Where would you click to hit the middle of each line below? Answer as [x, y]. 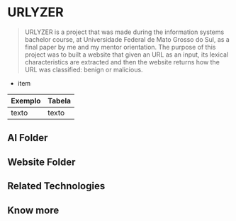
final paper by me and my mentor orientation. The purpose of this [120, 47]
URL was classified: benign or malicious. [84, 69]
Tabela [60, 101]
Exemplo [26, 101]
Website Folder [41, 162]
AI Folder [28, 138]
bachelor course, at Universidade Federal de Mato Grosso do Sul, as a [127, 39]
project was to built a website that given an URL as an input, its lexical [127, 55]
